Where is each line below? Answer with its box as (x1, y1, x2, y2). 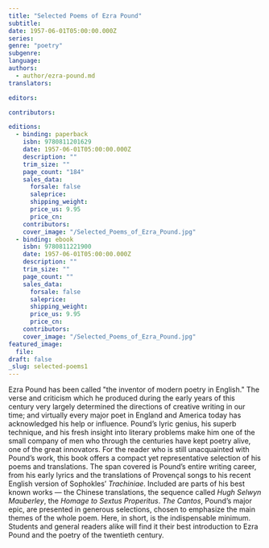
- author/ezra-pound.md (15, 72, 95, 80)
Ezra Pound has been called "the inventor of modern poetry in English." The (8, 384, 260, 395)
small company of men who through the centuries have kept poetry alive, (8, 436, 251, 446)
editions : (8, 122, 42, 131)
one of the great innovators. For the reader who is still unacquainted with (8, 445, 250, 455)
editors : (8, 93, 38, 102)
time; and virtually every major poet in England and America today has (8, 410, 242, 420)
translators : (8, 79, 52, 87)
